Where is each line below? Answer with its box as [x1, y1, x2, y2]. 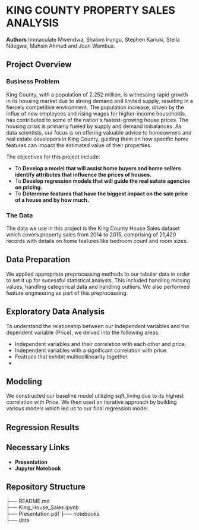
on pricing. [14, 183, 43, 191]
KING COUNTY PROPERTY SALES [6, 4, 175, 17]
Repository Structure [6, 482, 86, 492]
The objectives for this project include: [6, 153, 101, 160]
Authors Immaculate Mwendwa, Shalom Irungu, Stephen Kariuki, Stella [6, 36, 180, 43]
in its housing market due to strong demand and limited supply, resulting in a [6, 97, 193, 104]
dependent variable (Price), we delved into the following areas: [6, 329, 160, 336]
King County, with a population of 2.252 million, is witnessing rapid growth [6, 91, 188, 98]
